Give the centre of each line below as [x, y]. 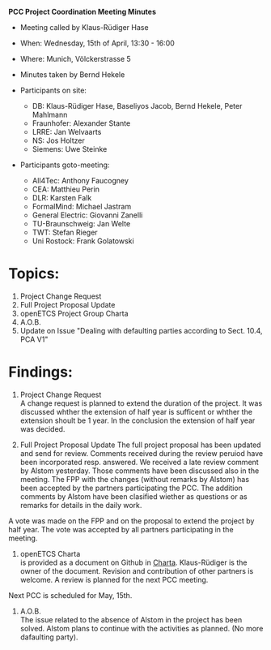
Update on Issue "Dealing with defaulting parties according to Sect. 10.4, [141, 330]
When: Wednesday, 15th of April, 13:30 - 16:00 [97, 43]
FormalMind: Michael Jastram [82, 207]
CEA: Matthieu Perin [66, 189]
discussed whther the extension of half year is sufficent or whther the [136, 411]
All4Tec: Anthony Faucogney [80, 181]
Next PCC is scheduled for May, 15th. [70, 595]
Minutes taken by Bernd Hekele [72, 75]
